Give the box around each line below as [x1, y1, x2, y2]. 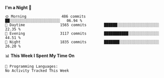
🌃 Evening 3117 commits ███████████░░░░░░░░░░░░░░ [5, 31, 160, 36]
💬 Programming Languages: [5, 64, 58, 69]
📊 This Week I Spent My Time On [5, 53, 75, 58]
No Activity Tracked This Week [5, 68, 69, 73]
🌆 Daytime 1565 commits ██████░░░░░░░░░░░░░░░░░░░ [5, 22, 160, 27]
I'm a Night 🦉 [5, 5, 32, 10]
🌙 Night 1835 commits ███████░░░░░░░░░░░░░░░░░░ [5, 39, 160, 44]
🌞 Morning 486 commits [5, 14, 86, 19]
